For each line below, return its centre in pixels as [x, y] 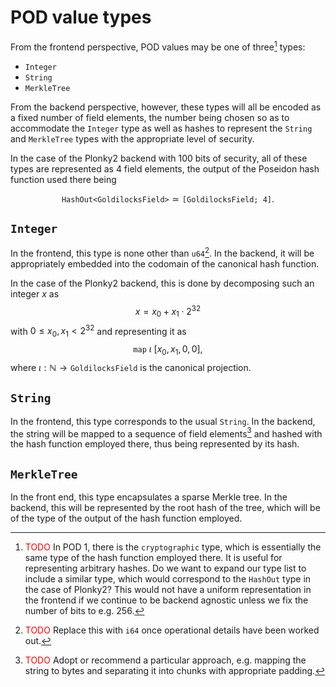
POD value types [81, 17]
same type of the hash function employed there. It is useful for [153, 558]
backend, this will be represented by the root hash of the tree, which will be [165, 508]
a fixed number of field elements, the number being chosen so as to [150, 117]
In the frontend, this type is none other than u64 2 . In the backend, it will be [162, 253]
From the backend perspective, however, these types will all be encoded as [166, 107]
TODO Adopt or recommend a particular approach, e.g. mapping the [165, 660]
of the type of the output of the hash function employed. [126, 518]
